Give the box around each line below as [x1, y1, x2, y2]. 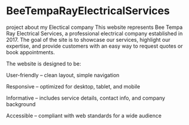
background [6, 100, 36, 107]
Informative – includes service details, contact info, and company [6, 94, 165, 101]
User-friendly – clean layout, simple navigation [6, 71, 120, 78]
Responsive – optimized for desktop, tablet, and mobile [6, 83, 140, 90]
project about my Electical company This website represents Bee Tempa [6, 24, 183, 31]
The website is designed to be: [6, 60, 81, 67]
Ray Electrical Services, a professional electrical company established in [6, 29, 183, 37]
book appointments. [6, 48, 55, 55]
